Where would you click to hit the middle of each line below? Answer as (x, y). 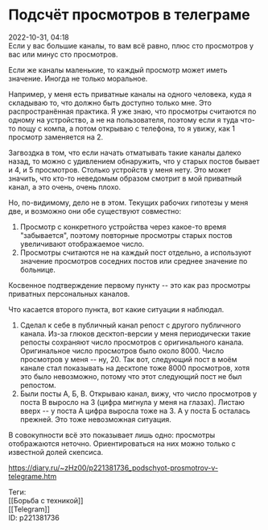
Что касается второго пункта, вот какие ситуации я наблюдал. (116, 309)
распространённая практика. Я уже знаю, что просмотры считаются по (132, 111)
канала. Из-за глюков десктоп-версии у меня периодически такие (135, 333)
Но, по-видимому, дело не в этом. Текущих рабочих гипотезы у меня (128, 202)
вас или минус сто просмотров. (63, 54)
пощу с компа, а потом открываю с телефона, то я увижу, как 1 (126, 128)
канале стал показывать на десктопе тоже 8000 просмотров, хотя (135, 368)
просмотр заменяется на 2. (56, 137)
